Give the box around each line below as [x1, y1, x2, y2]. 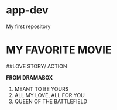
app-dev [6, 4, 49, 17]
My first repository [6, 23, 51, 30]
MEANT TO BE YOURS [14, 85, 69, 92]
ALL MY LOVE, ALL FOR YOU [14, 91, 85, 98]
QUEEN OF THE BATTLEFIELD [14, 98, 88, 105]
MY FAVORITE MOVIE [6, 43, 112, 57]
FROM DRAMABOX [6, 74, 53, 81]
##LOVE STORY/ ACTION [6, 63, 67, 70]
